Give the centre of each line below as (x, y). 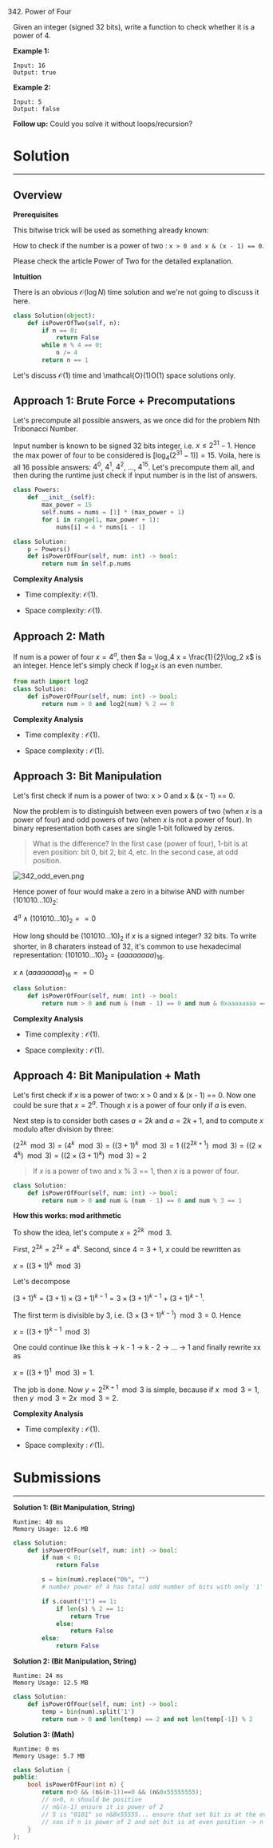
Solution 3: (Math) (44, 1734)
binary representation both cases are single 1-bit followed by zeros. (124, 828)
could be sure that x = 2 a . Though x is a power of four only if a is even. (130, 1104)
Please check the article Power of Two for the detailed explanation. (123, 261)
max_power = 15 (67, 505)
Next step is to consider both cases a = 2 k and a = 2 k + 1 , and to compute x (138, 1120)
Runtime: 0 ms (37, 1749)
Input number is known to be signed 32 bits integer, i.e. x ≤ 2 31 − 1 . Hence (135, 445)
